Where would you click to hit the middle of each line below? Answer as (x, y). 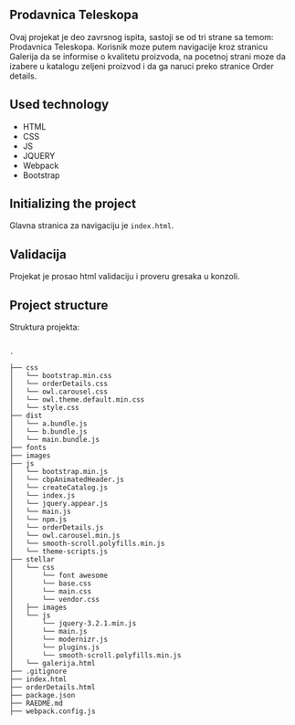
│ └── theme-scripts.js (58, 552)
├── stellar (32, 560)
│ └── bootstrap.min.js (58, 472)
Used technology (59, 105)
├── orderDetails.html (53, 688)
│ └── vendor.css (55, 600)
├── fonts (28, 448)
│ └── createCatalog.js (58, 488)
